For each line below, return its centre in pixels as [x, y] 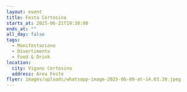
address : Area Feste [38, 74]
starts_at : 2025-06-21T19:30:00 [47, 23]
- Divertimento [31, 51]
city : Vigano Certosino [42, 68]
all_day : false [26, 34]
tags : [13, 40]
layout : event [24, 12]
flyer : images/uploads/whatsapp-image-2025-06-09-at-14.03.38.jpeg [94, 79]
